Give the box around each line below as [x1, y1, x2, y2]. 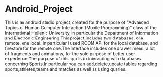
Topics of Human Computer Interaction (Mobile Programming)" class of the [5, 24, 157, 30]
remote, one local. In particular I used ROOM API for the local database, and [5, 40, 158, 46]
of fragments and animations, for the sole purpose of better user [5, 50, 136, 57]
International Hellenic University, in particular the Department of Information [5, 30, 158, 36]
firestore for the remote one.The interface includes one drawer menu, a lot [5, 45, 155, 51]
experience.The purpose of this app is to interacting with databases [5, 56, 142, 61]
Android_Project [5, 3, 73, 15]
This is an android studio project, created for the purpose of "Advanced [5, 19, 149, 25]
